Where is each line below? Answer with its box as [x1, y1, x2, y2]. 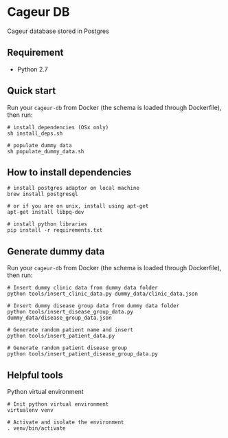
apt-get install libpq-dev [7, 209, 84, 216]
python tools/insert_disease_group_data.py [7, 309, 134, 316]
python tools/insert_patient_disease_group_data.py [7, 351, 158, 358]
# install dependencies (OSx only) [7, 124, 109, 131]
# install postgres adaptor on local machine [7, 185, 139, 192]
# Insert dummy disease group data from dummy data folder [7, 303, 180, 309]
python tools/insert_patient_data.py [7, 333, 115, 340]
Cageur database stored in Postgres [7, 27, 110, 35]
